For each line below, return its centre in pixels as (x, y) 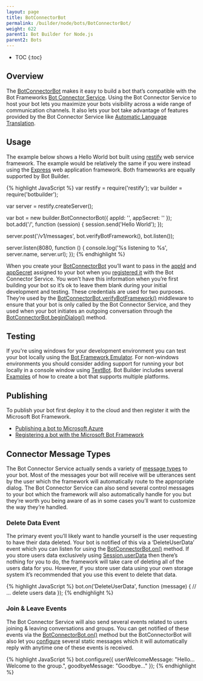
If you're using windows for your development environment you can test (96, 351)
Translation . (21, 123)
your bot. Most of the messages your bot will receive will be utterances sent (101, 475)
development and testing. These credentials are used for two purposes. (96, 291)
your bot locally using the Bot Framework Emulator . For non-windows (92, 357)
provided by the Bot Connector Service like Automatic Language (87, 116)
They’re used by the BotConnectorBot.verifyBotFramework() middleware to (100, 298)
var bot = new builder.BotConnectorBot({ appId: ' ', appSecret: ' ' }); (89, 218)
